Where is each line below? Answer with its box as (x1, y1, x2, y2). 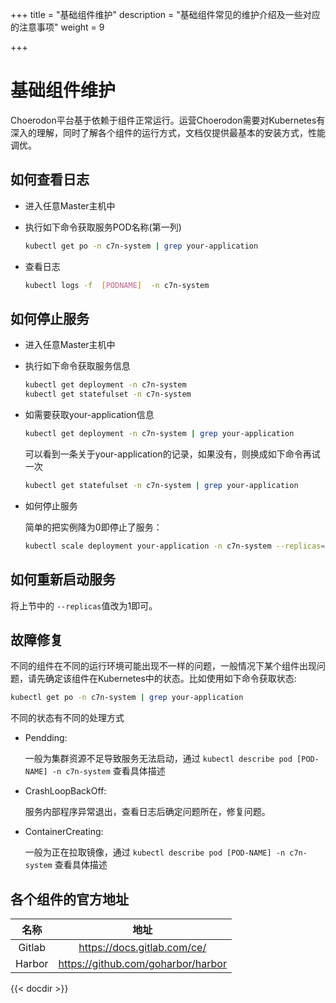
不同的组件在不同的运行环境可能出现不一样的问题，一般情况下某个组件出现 (10, 660, 317, 672)
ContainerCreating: (24, 826, 104, 838)
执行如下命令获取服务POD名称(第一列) (24, 221, 182, 233)
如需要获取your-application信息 (24, 409, 155, 421)
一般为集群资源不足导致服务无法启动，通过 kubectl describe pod (24, 753, 293, 765)
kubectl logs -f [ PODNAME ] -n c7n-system (24, 280, 210, 290)
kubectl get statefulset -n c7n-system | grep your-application (24, 480, 299, 490)
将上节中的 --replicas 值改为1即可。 (10, 599, 158, 612)
